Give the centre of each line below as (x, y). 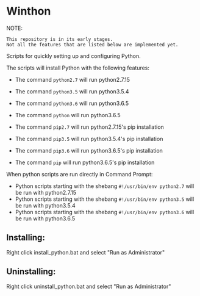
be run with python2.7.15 (46, 192)
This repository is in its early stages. (60, 39)
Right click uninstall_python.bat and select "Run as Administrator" (89, 286)
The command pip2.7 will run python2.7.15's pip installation (90, 127)
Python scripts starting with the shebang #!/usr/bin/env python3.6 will (105, 212)
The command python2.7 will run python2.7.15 (72, 79)
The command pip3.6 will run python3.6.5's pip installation (89, 150)
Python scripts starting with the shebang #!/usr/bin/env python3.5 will (105, 199)
